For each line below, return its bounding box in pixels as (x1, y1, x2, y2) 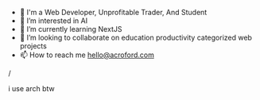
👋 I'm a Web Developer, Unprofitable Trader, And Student (19, 8, 208, 17)
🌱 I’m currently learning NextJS (19, 25, 122, 33)
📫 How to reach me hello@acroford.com (19, 50, 155, 60)
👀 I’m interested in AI (19, 16, 88, 25)
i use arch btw (8, 84, 56, 93)
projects (19, 41, 48, 51)
